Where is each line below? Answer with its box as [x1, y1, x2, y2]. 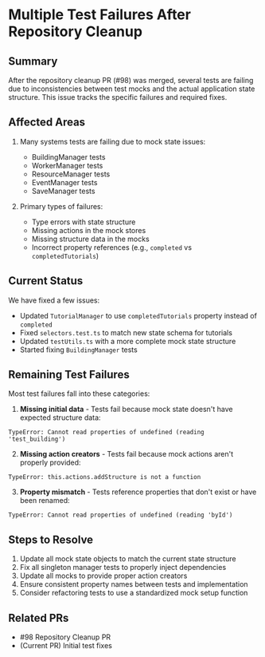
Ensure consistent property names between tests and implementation [19, 580, 248, 589]
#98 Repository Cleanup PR [19, 632, 111, 642]
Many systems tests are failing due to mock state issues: [19, 137, 206, 146]
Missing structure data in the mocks [31, 234, 150, 243]
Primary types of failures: [19, 201, 103, 211]
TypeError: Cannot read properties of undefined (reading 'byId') [8, 511, 233, 520]
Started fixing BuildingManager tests [19, 345, 138, 354]
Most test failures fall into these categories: [8, 389, 150, 398]
